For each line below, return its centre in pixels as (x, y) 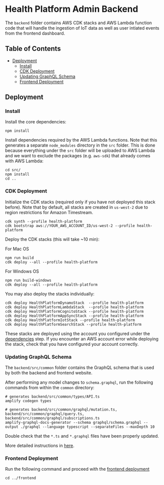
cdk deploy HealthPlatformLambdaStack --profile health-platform (74, 307)
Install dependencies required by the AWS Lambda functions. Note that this (81, 140)
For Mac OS (17, 249)
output (12, 427)
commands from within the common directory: (50, 388)
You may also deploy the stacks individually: (50, 294)
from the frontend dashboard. (35, 33)
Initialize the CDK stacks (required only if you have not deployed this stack (80, 202)
